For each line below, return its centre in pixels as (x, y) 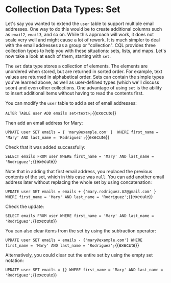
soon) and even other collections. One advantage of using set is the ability (84, 87)
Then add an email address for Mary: (44, 123)
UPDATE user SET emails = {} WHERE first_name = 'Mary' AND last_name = (84, 270)
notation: (15, 260)
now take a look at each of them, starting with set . (58, 56)
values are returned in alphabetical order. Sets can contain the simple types (85, 77)
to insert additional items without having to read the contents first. (75, 93)
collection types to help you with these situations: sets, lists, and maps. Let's (86, 51)
